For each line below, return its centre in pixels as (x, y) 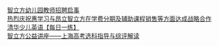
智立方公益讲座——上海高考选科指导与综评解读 (73, 36)
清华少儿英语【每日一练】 (43, 27)
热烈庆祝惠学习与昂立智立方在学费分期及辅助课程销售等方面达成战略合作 (109, 19)
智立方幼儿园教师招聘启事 (43, 10)
